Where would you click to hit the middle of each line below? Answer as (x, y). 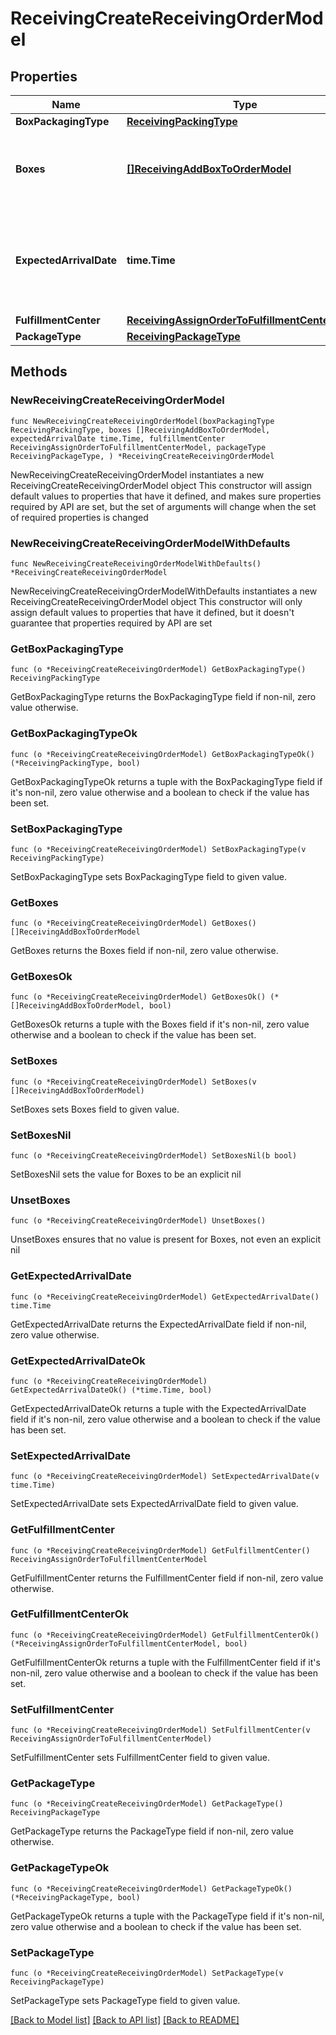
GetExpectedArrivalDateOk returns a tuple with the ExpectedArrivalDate (158, 1408)
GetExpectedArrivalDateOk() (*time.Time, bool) (111, 1390)
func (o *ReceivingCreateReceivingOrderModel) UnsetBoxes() (138, 1221)
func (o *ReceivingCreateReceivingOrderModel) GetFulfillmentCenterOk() (165, 1635)
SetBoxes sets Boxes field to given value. (95, 1109)
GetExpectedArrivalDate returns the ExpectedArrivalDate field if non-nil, (158, 1324)
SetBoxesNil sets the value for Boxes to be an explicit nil (126, 1174)
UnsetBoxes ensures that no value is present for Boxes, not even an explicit (165, 1239)
